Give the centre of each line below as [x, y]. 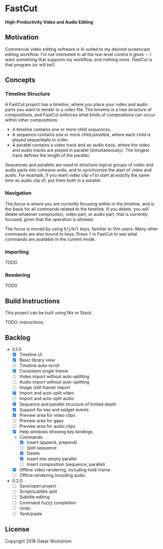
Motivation [22, 37]
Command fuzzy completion [48, 503]
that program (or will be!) [30, 64]
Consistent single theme [44, 371]
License [17, 529]
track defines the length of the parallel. [51, 155]
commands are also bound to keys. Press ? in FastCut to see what [71, 234]
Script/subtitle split [38, 491]
